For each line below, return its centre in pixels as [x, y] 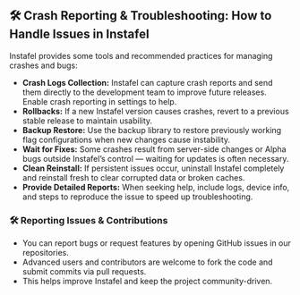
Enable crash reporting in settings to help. [99, 101]
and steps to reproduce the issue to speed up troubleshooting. [137, 197]
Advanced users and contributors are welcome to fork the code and [147, 262]
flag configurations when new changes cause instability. [126, 139]
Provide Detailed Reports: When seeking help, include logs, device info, [156, 187]
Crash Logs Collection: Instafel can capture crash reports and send [147, 82]
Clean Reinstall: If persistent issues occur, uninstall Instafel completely [153, 168]
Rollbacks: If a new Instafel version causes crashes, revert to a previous [155, 111]
